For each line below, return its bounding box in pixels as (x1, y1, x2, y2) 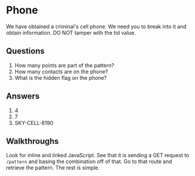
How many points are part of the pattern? (14, 62, 114, 69)
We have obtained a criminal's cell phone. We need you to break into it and (6, 23, 187, 30)
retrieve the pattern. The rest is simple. (6, 164, 100, 171)
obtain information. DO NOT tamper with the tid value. (6, 29, 136, 36)
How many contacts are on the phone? (14, 68, 108, 75)
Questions (6, 46, 45, 56)
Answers (6, 92, 40, 101)
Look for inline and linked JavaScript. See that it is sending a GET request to (6, 152, 189, 159)
